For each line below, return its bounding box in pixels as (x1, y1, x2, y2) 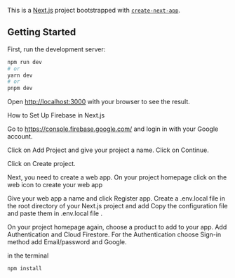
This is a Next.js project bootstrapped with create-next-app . (7, 6, 181, 14)
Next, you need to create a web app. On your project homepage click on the (7, 173, 227, 182)
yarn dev (7, 72, 33, 79)
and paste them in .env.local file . (7, 209, 103, 217)
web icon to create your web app (7, 181, 103, 189)
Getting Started (7, 26, 76, 38)
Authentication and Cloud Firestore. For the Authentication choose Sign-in (7, 230, 222, 239)
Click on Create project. (7, 160, 76, 168)
